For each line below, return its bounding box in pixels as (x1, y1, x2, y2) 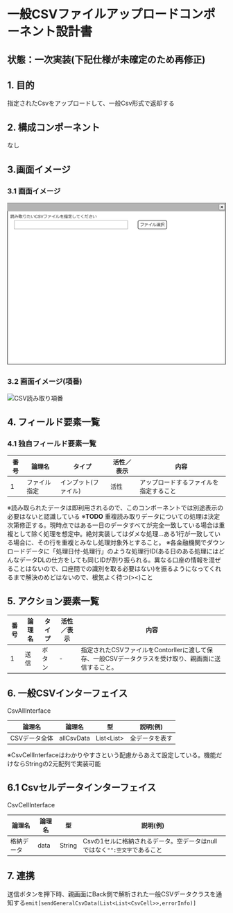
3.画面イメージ (7, 163, 71, 175)
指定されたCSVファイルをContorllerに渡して (80, 646, 207, 654)
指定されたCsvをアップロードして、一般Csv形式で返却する (7, 99, 175, 108)
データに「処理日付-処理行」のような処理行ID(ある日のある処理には (25, 547, 219, 555)
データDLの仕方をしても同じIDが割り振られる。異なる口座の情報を (19, 556, 209, 564)
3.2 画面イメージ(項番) (7, 377, 83, 387)
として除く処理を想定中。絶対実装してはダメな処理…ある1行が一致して (12, 529, 215, 538)
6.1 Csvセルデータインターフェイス (7, 782, 157, 793)
